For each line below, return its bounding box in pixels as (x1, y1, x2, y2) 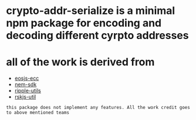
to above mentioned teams (6, 110, 69, 116)
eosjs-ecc (14, 75, 39, 82)
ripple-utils (14, 87, 41, 94)
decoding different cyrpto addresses (6, 29, 189, 42)
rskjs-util (14, 93, 36, 100)
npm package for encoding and (6, 16, 162, 30)
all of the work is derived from (6, 55, 155, 69)
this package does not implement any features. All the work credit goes (6, 105, 191, 111)
